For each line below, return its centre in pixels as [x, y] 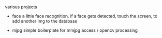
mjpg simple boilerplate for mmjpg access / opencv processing [75, 30]
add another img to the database [44, 21]
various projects [21, 7]
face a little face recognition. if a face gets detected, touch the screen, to [85, 16]
